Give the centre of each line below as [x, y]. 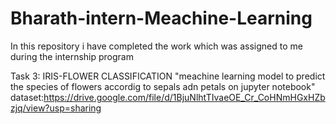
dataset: [27, 97]
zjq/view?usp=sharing [56, 108]
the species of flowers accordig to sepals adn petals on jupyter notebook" [163, 86]
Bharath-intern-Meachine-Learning [161, 18]
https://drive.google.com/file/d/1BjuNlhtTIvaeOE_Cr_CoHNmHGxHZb [184, 97]
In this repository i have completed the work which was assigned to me [156, 46]
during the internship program [72, 56]
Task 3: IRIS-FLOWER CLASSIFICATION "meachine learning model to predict [168, 76]
